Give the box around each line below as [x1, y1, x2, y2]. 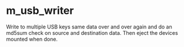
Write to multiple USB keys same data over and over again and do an [6, 23, 172, 30]
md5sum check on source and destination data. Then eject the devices [6, 29, 178, 36]
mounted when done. [6, 35, 58, 42]
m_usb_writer [6, 4, 74, 17]
